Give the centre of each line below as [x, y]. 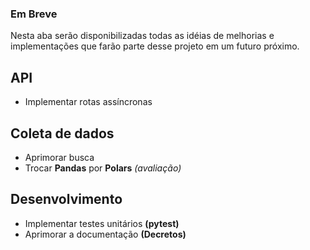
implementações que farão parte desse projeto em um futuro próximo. [155, 46]
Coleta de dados [62, 133]
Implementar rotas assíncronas [88, 102]
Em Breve [34, 14]
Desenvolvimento [66, 199]
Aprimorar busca [59, 157]
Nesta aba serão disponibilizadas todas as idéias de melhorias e [142, 36]
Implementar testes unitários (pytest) [102, 223]
